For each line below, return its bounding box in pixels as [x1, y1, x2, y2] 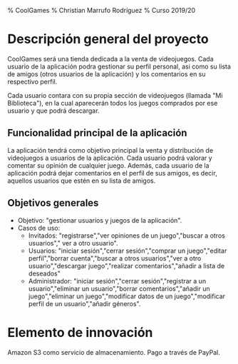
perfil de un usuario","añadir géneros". [28, 299, 141, 308]
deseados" [28, 269, 61, 278]
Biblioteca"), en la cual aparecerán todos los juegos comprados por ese [7, 98, 218, 107]
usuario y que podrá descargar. [7, 106, 100, 115]
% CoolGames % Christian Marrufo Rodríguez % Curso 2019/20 [7, 6, 196, 14]
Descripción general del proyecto [7, 31, 209, 47]
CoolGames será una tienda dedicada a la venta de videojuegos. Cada [7, 54, 214, 63]
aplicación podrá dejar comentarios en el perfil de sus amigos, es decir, [7, 168, 217, 177]
